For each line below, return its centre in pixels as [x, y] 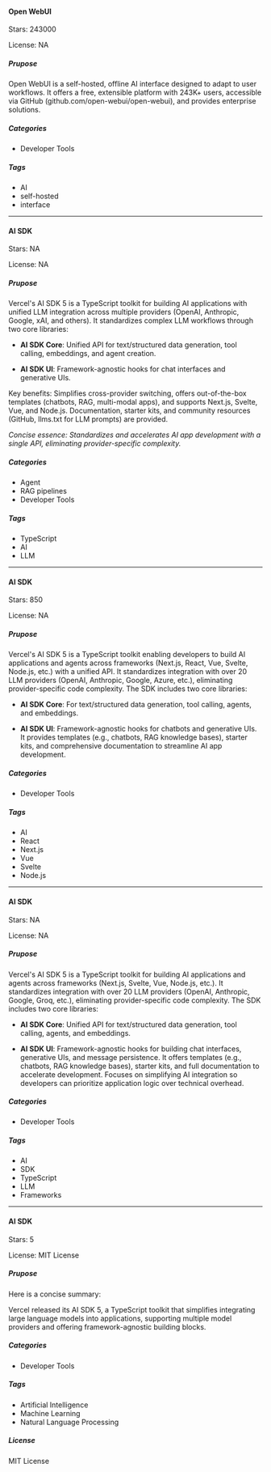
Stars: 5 [21, 1239]
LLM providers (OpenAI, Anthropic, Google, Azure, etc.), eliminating [121, 681]
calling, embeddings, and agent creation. [88, 354]
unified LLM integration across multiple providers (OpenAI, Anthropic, [124, 312]
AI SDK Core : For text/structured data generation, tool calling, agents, [136, 705]
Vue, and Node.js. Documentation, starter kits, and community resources [129, 411]
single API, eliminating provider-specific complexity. [95, 443]
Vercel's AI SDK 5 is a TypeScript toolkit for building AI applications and [127, 974]
